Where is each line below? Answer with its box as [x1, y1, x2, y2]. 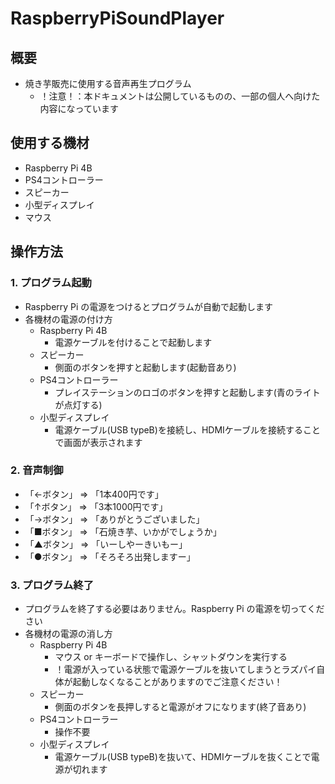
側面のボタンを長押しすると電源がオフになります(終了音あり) [54, 701, 307, 713]
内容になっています [39, 103, 119, 114]
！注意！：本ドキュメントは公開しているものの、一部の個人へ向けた [39, 90, 321, 102]
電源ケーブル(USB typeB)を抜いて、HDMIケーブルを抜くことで [54, 751, 312, 763]
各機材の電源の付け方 [24, 313, 113, 325]
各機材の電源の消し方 [24, 628, 113, 640]
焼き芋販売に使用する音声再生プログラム [24, 78, 192, 89]
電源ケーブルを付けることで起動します [54, 336, 213, 348]
